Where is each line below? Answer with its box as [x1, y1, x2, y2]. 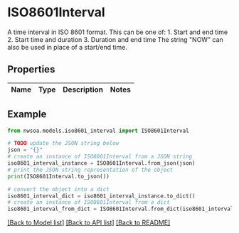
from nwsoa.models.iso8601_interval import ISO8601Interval [7, 127, 190, 134]
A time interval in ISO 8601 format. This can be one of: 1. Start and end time [7, 28, 228, 36]
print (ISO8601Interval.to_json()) [7, 173, 110, 180]
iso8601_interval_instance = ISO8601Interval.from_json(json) [7, 160, 196, 167]
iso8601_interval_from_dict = [7, 205, 97, 213]
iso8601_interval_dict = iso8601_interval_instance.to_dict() [7, 193, 196, 200]
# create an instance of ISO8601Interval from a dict [7, 199, 171, 206]
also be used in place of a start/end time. [7, 43, 128, 51]
